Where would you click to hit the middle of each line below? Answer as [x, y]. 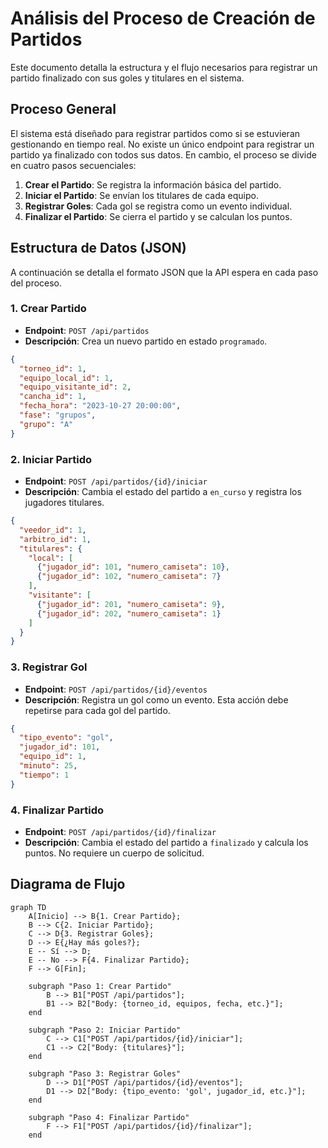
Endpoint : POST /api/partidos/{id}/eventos [116, 689]
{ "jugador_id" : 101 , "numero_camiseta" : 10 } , [133, 567]
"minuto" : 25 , [48, 766]
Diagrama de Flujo [68, 884]
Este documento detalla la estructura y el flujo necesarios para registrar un [164, 67]
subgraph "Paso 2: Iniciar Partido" [105, 1030]
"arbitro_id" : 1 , [55, 539]
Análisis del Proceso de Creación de [163, 18]
